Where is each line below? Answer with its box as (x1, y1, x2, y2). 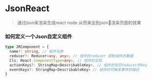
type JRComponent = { (5, 44, 49, 49)
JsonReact (5, 3, 50, 14)
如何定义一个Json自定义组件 (5, 33, 72, 40)
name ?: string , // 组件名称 (9, 49, 64, 54)
